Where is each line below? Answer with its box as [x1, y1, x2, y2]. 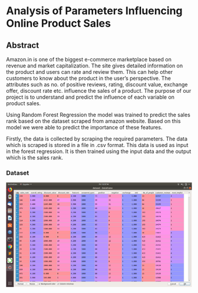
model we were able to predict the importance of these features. [6, 124, 163, 131]
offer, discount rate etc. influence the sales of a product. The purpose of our [6, 87, 192, 94]
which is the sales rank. [6, 154, 64, 161]
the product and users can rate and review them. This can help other [6, 69, 173, 75]
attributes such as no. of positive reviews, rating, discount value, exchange [6, 81, 188, 88]
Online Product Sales [6, 17, 111, 30]
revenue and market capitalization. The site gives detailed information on [6, 62, 183, 69]
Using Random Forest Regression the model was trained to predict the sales [6, 111, 190, 118]
